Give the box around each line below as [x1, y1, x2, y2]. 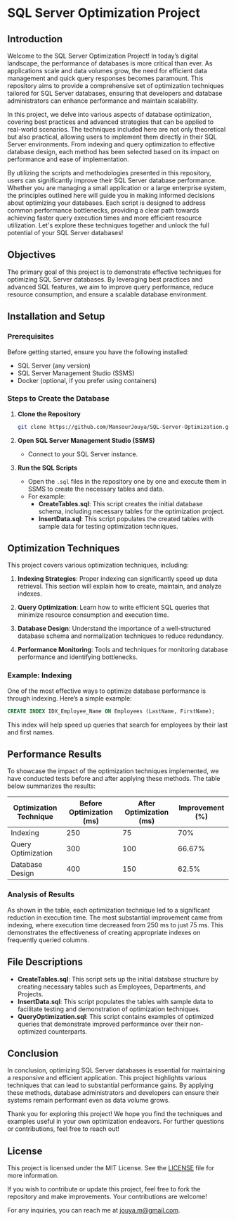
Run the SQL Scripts [17, 463, 78, 472]
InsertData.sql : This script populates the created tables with [38, 514, 214, 522]
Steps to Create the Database [7, 394, 110, 403]
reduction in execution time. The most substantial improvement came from [7, 913, 223, 922]
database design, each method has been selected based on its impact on [7, 148, 220, 156]
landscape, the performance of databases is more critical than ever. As [7, 59, 213, 68]
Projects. [17, 989, 44, 998]
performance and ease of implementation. [7, 155, 129, 163]
